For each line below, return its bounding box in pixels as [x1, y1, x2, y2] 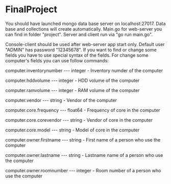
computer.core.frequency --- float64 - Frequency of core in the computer [5, 107, 161, 113]
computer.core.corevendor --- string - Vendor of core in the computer [5, 117, 153, 123]
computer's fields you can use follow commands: [5, 57, 109, 63]
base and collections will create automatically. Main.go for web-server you [5, 26, 162, 32]
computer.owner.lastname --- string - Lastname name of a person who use [5, 152, 163, 158]
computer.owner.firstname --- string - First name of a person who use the [5, 136, 161, 143]
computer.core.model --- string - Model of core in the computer [5, 127, 140, 133]
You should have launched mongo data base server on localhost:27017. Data [5, 20, 166, 27]
